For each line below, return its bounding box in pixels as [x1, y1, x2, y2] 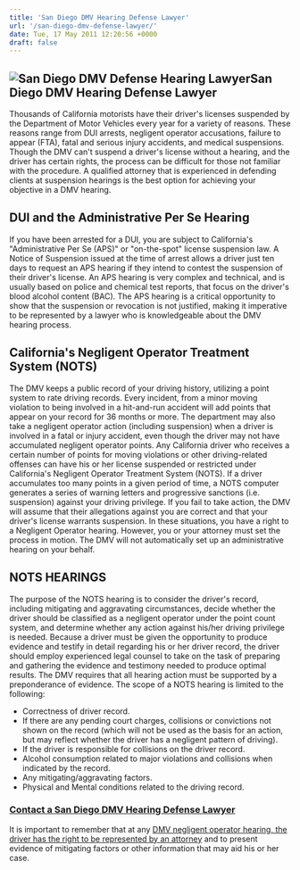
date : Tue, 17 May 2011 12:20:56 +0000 [9, 29, 158, 38]
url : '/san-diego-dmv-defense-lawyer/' [9, 21, 158, 30]
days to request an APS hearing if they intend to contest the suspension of [9, 262, 283, 273]
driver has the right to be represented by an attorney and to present [9, 833, 258, 844]
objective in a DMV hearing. [9, 185, 112, 195]
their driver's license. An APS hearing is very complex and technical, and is [9, 271, 286, 282]
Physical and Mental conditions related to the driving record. [21, 782, 245, 792]
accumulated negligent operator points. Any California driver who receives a [9, 439, 290, 451]
